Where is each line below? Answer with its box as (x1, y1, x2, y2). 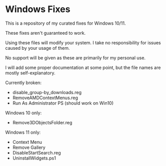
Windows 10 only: (5, 110, 42, 116)
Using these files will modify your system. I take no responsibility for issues (5, 39, 161, 46)
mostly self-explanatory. (5, 69, 56, 76)
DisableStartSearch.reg (12, 149, 61, 155)
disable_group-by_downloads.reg (12, 89, 82, 95)
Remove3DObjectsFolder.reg (12, 119, 72, 125)
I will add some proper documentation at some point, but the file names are (5, 64, 161, 70)
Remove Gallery (12, 144, 46, 150)
